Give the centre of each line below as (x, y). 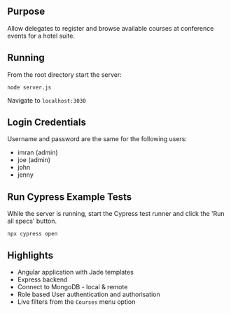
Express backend (42, 279)
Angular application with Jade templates (76, 272)
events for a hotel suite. (41, 36)
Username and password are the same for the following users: (97, 139)
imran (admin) (37, 152)
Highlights (30, 255)
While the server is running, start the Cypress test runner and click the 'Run (116, 214)
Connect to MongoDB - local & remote (72, 287)
